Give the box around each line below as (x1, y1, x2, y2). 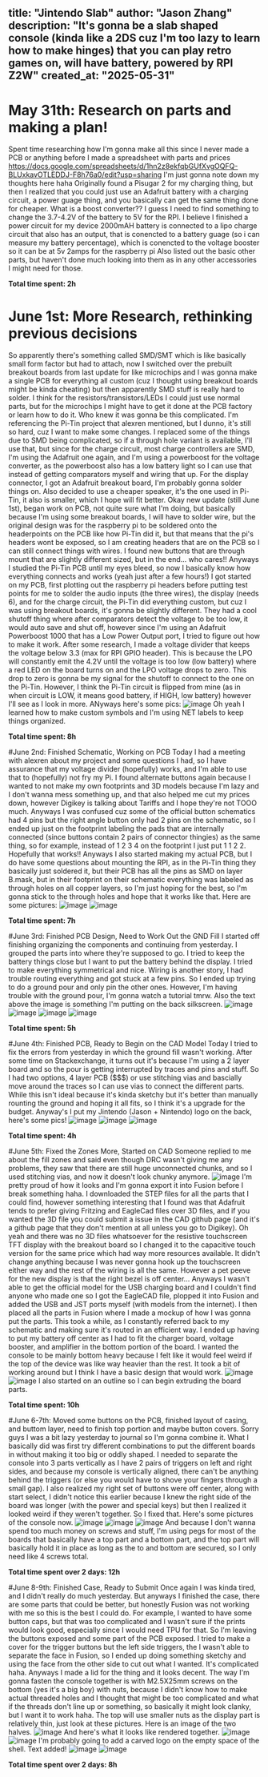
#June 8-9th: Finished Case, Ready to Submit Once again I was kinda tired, (8, 1582, 256, 1592)
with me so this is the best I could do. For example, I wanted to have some (8, 1608, 252, 1618)
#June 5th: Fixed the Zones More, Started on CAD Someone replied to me (8, 1146, 252, 1156)
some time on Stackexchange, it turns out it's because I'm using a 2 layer (8, 1056, 250, 1065)
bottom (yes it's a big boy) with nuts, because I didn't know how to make (8, 1685, 248, 1695)
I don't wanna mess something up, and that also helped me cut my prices (8, 790, 250, 800)
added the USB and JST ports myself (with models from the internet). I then (8, 1300, 258, 1310)
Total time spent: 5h (8, 1024, 76, 1033)
